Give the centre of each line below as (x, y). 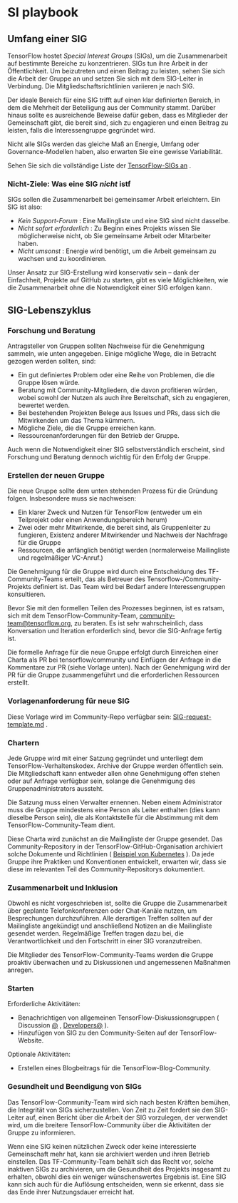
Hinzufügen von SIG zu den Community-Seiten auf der (98, 1033)
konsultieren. (26, 594)
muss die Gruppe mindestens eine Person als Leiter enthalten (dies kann (114, 809)
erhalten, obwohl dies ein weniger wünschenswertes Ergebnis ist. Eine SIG (117, 1177)
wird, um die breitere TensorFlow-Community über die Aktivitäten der (109, 1125)
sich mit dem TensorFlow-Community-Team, (73, 616)
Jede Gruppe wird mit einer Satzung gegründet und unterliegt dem (105, 758)
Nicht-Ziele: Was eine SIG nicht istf (69, 184)
